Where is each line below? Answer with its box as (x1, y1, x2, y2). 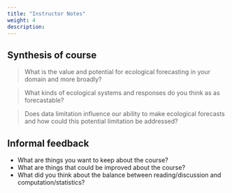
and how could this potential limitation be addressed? (24, 117, 178, 126)
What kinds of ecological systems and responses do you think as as (24, 89, 220, 97)
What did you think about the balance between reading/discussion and (17, 171, 222, 179)
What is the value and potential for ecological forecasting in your (24, 68, 211, 76)
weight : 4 (7, 17, 36, 24)
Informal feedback (7, 137, 89, 149)
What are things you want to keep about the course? (17, 156, 169, 164)
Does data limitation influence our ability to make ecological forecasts (24, 110, 225, 118)
